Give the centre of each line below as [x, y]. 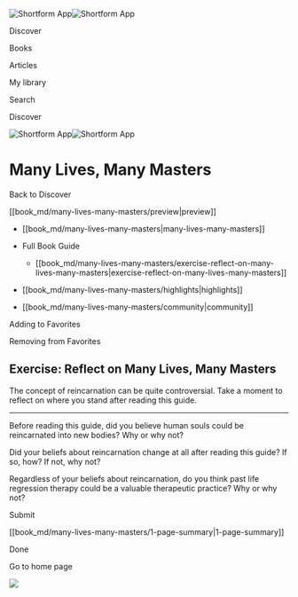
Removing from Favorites [55, 341]
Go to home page [41, 566]
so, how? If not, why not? [55, 461]
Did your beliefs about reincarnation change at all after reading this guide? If [149, 452]
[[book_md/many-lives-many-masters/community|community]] [137, 307]
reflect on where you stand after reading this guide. [103, 400]
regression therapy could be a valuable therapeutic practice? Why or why [143, 488]
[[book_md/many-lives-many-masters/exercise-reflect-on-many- [155, 263]
